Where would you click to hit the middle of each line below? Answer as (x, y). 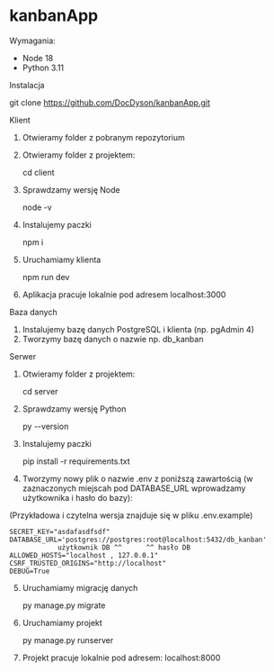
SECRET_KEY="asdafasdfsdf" (60, 531)
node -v (37, 207)
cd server (40, 391)
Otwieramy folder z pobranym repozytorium (104, 137)
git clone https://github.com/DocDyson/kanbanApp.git (110, 102)
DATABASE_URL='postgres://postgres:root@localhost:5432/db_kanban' (138, 540)
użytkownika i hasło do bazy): (77, 497)
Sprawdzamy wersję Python (74, 409)
